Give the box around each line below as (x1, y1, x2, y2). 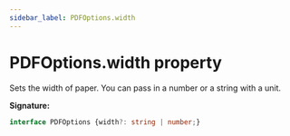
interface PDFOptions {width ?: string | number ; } (9, 117, 201, 127)
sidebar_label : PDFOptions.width (9, 13, 136, 23)
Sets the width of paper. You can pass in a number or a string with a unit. (9, 83, 282, 93)
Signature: (9, 100, 50, 111)
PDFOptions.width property (9, 52, 222, 73)
